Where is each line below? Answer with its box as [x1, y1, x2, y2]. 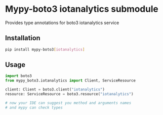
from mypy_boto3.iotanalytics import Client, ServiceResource [5, 78, 136, 83]
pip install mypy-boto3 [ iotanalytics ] [5, 47, 85, 52]
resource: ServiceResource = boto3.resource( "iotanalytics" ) [5, 92, 134, 97]
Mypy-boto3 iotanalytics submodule [5, 3, 159, 15]
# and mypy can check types [5, 105, 63, 110]
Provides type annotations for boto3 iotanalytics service [5, 20, 120, 26]
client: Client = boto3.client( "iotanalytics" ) [5, 87, 105, 92]
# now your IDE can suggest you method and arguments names [5, 100, 132, 105]
